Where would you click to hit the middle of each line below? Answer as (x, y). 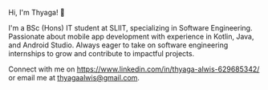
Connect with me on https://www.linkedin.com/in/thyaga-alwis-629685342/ (134, 69)
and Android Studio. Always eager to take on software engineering (118, 45)
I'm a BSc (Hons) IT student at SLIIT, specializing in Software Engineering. (130, 28)
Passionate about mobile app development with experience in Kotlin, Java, (131, 37)
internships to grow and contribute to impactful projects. (102, 53)
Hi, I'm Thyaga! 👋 (37, 12)
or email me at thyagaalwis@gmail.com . (74, 78)
